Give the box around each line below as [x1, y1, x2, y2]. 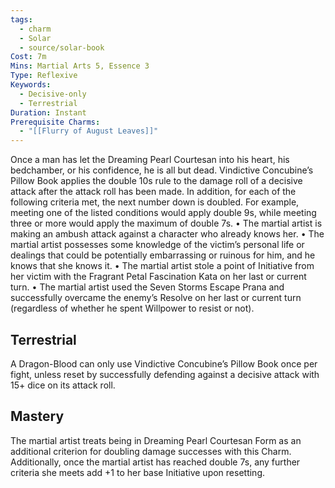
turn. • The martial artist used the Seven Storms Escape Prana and [10, 281, 285, 293]
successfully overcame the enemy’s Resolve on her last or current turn [10, 292, 302, 304]
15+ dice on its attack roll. [10, 379, 116, 391]
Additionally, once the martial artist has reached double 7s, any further [10, 456, 301, 468]
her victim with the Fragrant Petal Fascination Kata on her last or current [10, 271, 307, 283]
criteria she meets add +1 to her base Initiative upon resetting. [10, 466, 266, 478]
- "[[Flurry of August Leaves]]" [19, 126, 159, 136]
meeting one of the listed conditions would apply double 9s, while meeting [10, 207, 317, 219]
